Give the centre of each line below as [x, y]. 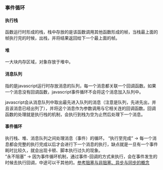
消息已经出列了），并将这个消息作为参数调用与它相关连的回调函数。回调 [85, 108]
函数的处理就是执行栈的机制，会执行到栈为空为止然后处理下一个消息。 [75, 114]
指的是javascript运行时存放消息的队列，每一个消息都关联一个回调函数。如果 [81, 86]
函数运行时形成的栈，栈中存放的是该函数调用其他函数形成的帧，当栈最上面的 [81, 32]
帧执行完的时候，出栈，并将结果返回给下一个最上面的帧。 [62, 38]
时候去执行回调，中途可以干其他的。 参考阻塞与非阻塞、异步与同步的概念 [77, 162]
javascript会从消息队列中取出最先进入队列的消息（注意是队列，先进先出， [79, 102]
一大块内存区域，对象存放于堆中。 [39, 62]
